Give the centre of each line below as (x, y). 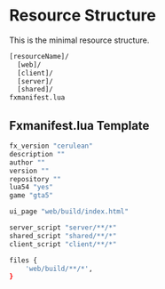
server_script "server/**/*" (63, 228)
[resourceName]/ (39, 56)
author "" (27, 162)
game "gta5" (31, 196)
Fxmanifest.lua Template (79, 125)
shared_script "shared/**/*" (63, 236)
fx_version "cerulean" (51, 146)
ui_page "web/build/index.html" (69, 212)
